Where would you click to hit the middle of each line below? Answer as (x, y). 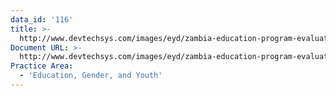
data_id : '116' (42, 19)
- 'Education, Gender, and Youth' (91, 76)
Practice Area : (42, 66)
